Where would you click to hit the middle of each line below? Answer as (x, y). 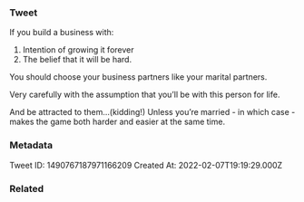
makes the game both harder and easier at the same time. (117, 122)
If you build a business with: (62, 33)
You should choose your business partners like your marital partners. (138, 77)
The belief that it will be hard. (77, 60)
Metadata (31, 145)
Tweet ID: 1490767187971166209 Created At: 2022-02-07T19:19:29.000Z (146, 165)
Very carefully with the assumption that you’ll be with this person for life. (145, 95)
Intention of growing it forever (78, 50)
